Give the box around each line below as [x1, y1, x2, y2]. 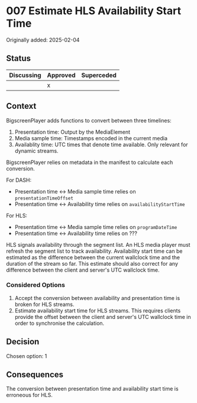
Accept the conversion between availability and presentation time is [14, 294, 180, 301]
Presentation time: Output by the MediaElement [14, 128, 131, 136]
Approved [47, 71, 76, 79]
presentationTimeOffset [14, 195, 74, 201]
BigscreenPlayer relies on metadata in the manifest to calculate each [6, 159, 173, 166]
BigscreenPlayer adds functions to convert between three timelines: [6, 117, 172, 124]
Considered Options [6, 281, 65, 289]
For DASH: [6, 176, 32, 183]
